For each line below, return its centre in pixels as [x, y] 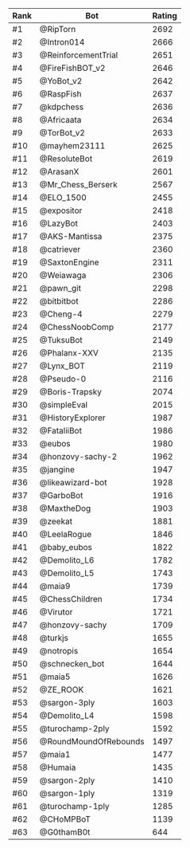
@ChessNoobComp [76, 327]
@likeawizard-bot [73, 483]
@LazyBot [58, 224]
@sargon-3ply [67, 703]
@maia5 [55, 677]
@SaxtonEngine [69, 262]
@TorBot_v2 [62, 133]
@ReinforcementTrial [79, 55]
